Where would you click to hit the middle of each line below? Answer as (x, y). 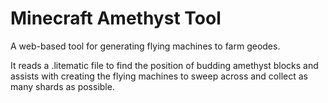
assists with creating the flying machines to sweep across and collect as (159, 76)
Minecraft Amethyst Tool (116, 18)
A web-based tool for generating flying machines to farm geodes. (145, 46)
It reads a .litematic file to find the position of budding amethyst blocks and (164, 65)
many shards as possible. (62, 86)
